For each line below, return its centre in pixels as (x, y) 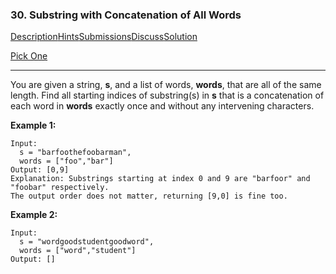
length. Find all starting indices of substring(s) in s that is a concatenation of (167, 95)
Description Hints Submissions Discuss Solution (104, 37)
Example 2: (34, 215)
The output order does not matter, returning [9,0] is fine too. (149, 196)
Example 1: (33, 125)
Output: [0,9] (40, 170)
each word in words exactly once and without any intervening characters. (162, 106)
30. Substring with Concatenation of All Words (126, 15)
